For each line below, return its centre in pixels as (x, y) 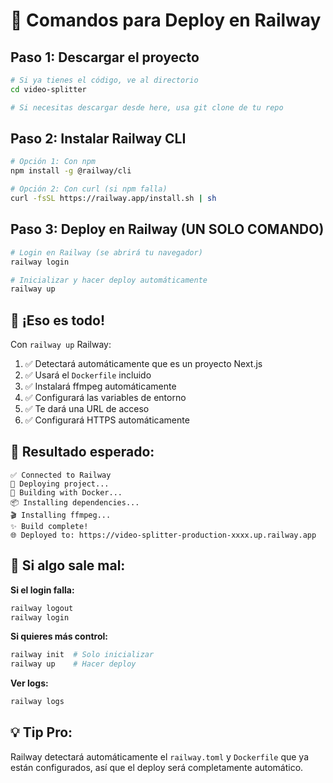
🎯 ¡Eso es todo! (58, 320)
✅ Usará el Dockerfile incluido (88, 375)
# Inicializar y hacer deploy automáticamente (109, 280)
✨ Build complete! (49, 526)
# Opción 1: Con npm (53, 162)
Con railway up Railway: (61, 345)
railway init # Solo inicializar (82, 655)
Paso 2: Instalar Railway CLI (98, 139)
